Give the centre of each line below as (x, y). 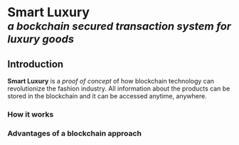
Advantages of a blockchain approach (75, 133)
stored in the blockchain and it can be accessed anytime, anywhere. (107, 96)
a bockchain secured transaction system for (119, 26)
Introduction (36, 64)
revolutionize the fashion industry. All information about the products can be (119, 88)
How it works (31, 114)
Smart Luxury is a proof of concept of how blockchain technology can (111, 81)
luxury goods (41, 39)
